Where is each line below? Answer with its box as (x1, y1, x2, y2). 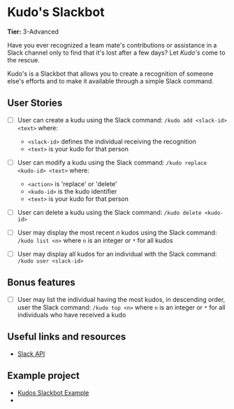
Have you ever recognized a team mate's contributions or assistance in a (7, 41, 217, 49)
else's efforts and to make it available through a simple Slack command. (7, 76, 214, 85)
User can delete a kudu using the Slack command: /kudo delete (17, 208, 202, 216)
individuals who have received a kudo (17, 310, 126, 319)
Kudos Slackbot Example (17, 388, 89, 396)
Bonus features (7, 277, 75, 289)
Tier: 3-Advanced (7, 27, 59, 36)
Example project (7, 370, 80, 382)
